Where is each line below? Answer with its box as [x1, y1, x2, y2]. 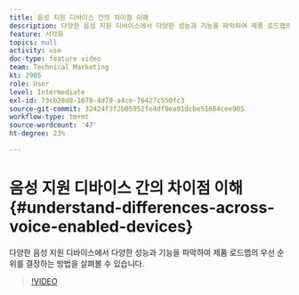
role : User [9, 79, 50, 88]
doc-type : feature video [9, 54, 101, 63]
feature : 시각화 [9, 29, 64, 38]
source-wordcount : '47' [9, 121, 98, 130]
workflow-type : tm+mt [9, 112, 90, 121]
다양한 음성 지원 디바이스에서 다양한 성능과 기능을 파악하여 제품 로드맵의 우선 [9, 247, 276, 258]
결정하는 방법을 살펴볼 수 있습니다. [25, 258, 145, 268]
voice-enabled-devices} [9, 217, 194, 237]
